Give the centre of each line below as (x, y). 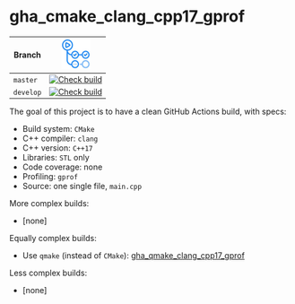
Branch (27, 55)
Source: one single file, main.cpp (82, 187)
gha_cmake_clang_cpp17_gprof (127, 17)
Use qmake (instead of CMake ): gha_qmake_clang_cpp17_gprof (133, 256)
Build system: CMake (58, 129)
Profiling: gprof (50, 177)
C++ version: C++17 (57, 148)
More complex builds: (49, 204)
